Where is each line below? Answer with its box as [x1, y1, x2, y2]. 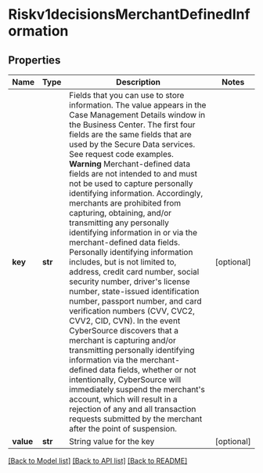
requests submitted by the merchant [69, 413, 203, 424]
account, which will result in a [69, 394, 178, 405]
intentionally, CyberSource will [69, 374, 182, 385]
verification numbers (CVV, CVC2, [69, 306, 196, 316]
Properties [8, 53, 61, 67]
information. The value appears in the [69, 100, 207, 111]
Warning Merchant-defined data [69, 158, 190, 169]
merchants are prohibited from [69, 198, 182, 209]
